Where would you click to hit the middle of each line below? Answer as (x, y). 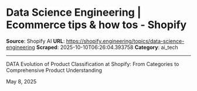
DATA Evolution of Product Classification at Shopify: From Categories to (93, 64)
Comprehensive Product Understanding (54, 70)
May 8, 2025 (21, 81)
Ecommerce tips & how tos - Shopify (96, 25)
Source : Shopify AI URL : (35, 41)
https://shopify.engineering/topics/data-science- (125, 41)
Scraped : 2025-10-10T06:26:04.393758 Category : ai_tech (107, 47)
